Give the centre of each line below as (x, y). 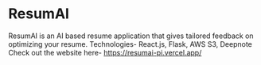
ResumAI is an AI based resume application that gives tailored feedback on (131, 36)
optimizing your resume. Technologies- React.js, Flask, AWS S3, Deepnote (130, 44)
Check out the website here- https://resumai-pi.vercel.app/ (105, 52)
